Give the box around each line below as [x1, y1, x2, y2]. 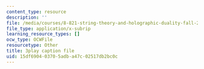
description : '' [6, 14, 47, 20]
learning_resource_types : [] [6, 31, 80, 37]
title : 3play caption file [6, 48, 75, 54]
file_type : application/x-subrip [6, 25, 91, 32]
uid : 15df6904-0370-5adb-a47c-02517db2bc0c [6, 53, 118, 59]
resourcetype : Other [6, 43, 59, 49]
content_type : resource [6, 8, 67, 15]
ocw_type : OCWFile [6, 37, 53, 43]
